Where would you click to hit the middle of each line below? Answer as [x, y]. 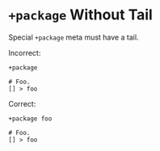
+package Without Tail [81, 15]
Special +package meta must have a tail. [74, 37]
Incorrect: [25, 52]
